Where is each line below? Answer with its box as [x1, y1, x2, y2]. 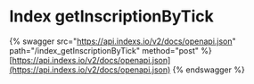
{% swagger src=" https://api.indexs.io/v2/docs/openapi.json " [9, 36, 236, 46]
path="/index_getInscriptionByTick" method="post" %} [9, 45, 212, 55]
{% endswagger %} [172, 64, 245, 75]
